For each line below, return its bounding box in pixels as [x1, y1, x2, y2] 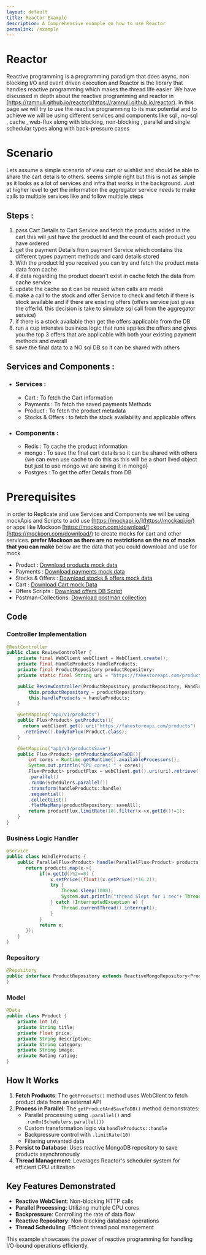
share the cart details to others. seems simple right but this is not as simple [6, 173, 196, 181]
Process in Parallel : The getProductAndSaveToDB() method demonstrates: [15, 1104, 200, 1112]
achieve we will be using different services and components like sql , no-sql [6, 112, 198, 119]
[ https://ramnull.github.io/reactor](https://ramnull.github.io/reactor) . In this [6, 99, 194, 106]
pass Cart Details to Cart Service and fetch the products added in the [15, 226, 191, 233]
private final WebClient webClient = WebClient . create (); [17, 655, 169, 662]
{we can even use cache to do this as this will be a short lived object [24, 455, 197, 463]
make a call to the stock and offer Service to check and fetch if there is [15, 292, 194, 299]
